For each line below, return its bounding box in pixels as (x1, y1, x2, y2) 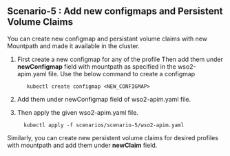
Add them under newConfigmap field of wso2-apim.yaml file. (17, 95, 191, 103)
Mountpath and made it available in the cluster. (7, 41, 140, 50)
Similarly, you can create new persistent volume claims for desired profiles (7, 133, 219, 142)
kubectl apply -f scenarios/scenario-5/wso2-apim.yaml (23, 122, 185, 129)
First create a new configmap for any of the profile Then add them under (17, 55, 224, 63)
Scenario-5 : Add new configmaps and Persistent (7, 5, 223, 17)
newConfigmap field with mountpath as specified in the (17, 62, 177, 71)
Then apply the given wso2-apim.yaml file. (17, 108, 139, 116)
